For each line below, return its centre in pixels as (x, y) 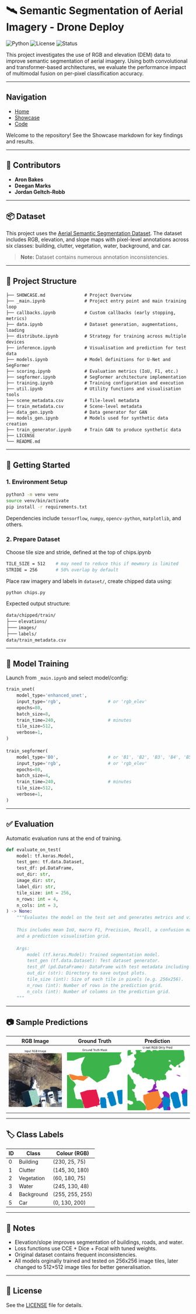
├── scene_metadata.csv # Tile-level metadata (73, 401)
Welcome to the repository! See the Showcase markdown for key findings (94, 135)
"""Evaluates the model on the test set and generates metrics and (100, 918)
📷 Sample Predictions (47, 1022)
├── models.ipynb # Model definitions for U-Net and (88, 360)
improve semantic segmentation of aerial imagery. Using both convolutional (97, 61)
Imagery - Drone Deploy (65, 27)
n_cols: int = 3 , (38, 905)
